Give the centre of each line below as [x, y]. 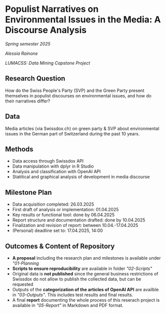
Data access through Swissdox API [48, 161]
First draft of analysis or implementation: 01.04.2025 [65, 210]
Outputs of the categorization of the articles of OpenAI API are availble [85, 290]
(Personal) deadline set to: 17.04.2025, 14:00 [58, 230]
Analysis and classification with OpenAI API [57, 172]
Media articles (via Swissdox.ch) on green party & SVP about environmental [82, 128]
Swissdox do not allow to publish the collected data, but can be [77, 279]
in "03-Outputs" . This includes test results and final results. [73, 295]
